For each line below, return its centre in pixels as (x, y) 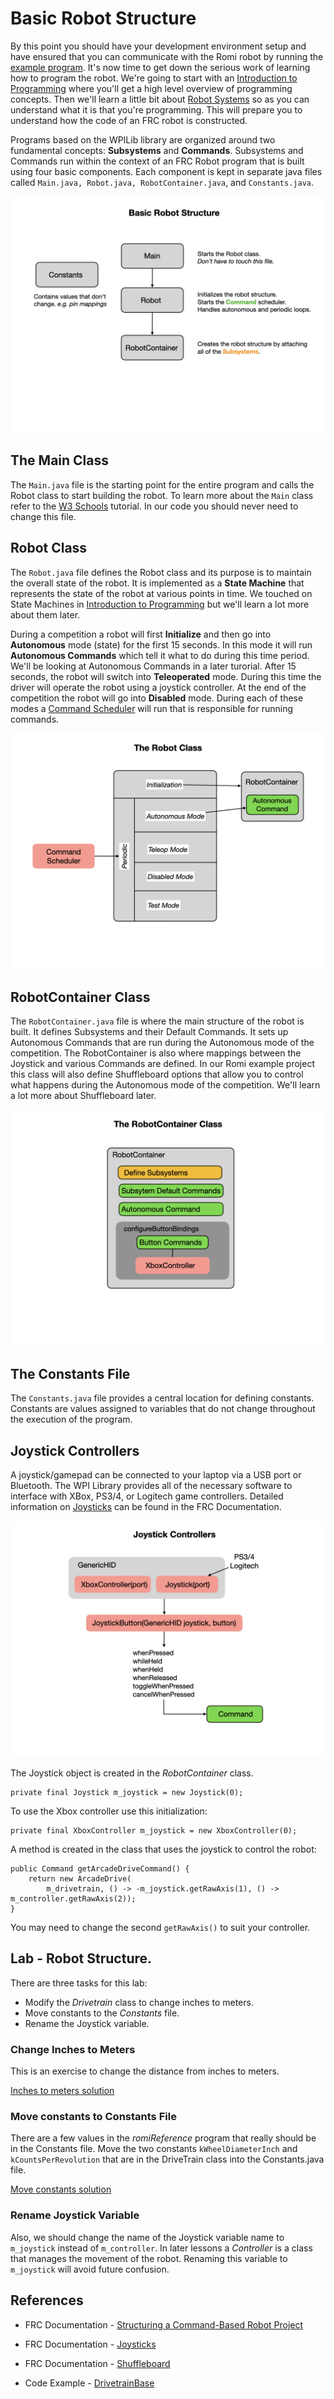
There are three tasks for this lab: (79, 1983)
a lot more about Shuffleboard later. (83, 1096)
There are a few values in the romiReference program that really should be (163, 2138)
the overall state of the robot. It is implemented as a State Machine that (157, 583)
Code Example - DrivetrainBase (89, 2383)
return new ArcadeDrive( (80, 1879)
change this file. (43, 516)
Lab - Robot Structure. (81, 1958)
